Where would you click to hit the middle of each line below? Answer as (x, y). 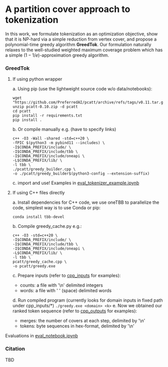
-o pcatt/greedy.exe (34, 266)
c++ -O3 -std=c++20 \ (35, 235)
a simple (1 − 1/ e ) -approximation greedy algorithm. (57, 55)
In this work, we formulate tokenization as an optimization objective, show (81, 34)
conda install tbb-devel (38, 217)
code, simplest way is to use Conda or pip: (56, 208)
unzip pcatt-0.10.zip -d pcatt (45, 107)
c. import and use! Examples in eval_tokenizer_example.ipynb (76, 183)
